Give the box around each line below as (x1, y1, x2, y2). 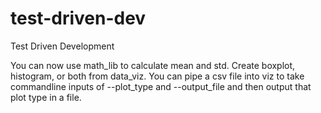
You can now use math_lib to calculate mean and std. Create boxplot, (10, 59, 296, 71)
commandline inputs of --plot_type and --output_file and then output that (10, 80, 312, 92)
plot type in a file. (10, 91, 82, 103)
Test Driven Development (10, 40, 115, 52)
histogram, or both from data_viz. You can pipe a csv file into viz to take (10, 70, 305, 82)
